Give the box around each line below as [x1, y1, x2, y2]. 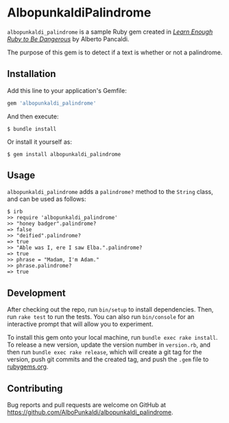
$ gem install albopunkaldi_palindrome [7, 151, 121, 158]
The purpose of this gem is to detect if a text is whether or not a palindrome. [7, 48, 223, 56]
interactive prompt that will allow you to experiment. [7, 320, 154, 328]
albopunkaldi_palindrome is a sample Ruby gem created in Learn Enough [7, 28, 213, 36]
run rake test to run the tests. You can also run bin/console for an [7, 313, 195, 321]
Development [7, 287, 67, 299]
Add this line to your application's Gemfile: [7, 86, 127, 94]
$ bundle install [7, 125, 57, 132]
